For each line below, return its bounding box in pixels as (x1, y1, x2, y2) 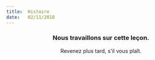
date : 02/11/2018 (6, 14, 55, 20)
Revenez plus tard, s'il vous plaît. (60, 47, 142, 54)
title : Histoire (6, 8, 50, 15)
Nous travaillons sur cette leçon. (52, 34, 150, 42)
